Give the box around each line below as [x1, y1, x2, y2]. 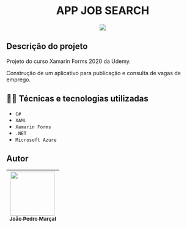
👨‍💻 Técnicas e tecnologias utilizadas [6, 94, 148, 104]
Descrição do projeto [6, 41, 88, 52]
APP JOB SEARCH [56, 4, 150, 18]
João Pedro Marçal [9, 215, 56, 222]
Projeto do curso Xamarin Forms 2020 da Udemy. [6, 57, 131, 65]
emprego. [6, 76, 31, 83]
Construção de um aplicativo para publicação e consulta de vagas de [6, 69, 182, 76]
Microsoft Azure [15, 137, 57, 143]
